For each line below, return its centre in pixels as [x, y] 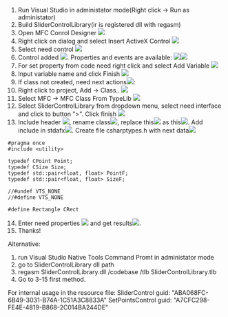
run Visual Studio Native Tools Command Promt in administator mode [116, 257]
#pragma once [27, 143]
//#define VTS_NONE [36, 198]
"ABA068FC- [190, 292]
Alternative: [24, 244]
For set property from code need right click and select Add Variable [114, 66]
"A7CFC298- [191, 300]
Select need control [46, 49]
